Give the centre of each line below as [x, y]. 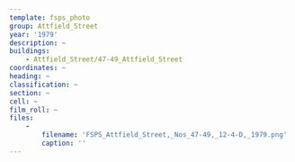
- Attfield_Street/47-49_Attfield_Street [104, 59]
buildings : [30, 51]
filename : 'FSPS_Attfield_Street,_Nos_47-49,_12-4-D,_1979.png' [165, 135]
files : [22, 118]
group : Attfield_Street [54, 26]
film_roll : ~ [34, 110]
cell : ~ [24, 101]
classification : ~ [44, 85]
